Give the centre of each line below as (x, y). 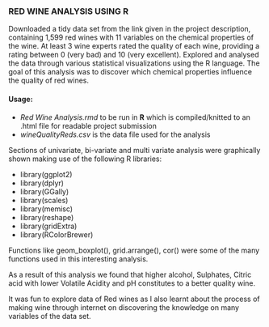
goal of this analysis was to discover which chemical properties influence (130, 72)
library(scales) (44, 200)
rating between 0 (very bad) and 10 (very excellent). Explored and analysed (134, 55)
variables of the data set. (50, 316)
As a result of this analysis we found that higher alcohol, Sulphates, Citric (130, 274)
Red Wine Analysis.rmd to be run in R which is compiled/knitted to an (135, 117)
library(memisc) (46, 209)
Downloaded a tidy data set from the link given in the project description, (130, 29)
